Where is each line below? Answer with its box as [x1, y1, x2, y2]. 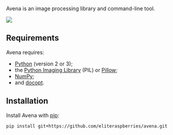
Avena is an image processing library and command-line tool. [6, 5, 155, 12]
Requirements [6, 33, 59, 43]
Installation [6, 96, 48, 106]
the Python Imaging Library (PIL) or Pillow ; [14, 66, 118, 73]
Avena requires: [6, 48, 44, 55]
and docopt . [14, 79, 45, 86]
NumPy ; [14, 73, 34, 80]
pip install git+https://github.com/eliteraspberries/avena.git [6, 123, 168, 129]
